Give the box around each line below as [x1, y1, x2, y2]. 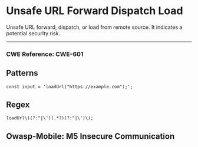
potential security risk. [6, 29, 61, 36]
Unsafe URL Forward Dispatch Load [6, 4, 183, 18]
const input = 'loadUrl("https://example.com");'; [6, 83, 133, 89]
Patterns [6, 68, 38, 78]
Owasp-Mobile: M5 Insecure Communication [6, 131, 175, 141]
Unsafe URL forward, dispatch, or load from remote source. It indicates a [6, 24, 183, 31]
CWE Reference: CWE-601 [6, 50, 84, 58]
